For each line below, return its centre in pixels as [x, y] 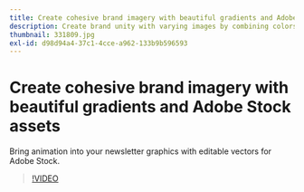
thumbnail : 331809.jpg [52, 34]
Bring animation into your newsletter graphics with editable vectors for [141, 151]
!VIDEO [45, 178]
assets [35, 126]
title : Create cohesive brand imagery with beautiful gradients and [141, 18]
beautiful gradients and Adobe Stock [150, 107]
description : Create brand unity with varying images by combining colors [153, 26]
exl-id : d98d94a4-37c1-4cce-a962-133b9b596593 [99, 43]
